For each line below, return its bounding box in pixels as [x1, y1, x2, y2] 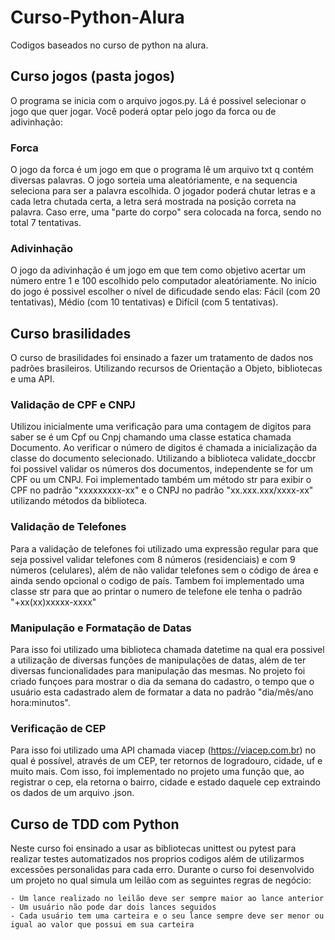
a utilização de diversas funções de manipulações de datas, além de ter [10, 654, 307, 666]
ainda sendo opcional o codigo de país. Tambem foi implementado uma [10, 574, 305, 586]
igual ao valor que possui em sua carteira [10, 920, 195, 930]
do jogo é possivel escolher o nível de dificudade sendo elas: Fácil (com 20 [10, 286, 321, 298]
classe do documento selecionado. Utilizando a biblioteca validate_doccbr [10, 452, 317, 465]
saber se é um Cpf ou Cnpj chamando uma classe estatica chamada [10, 431, 292, 443]
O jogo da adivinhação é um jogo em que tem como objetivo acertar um [10, 264, 307, 276]
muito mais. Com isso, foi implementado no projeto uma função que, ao [10, 766, 305, 778]
